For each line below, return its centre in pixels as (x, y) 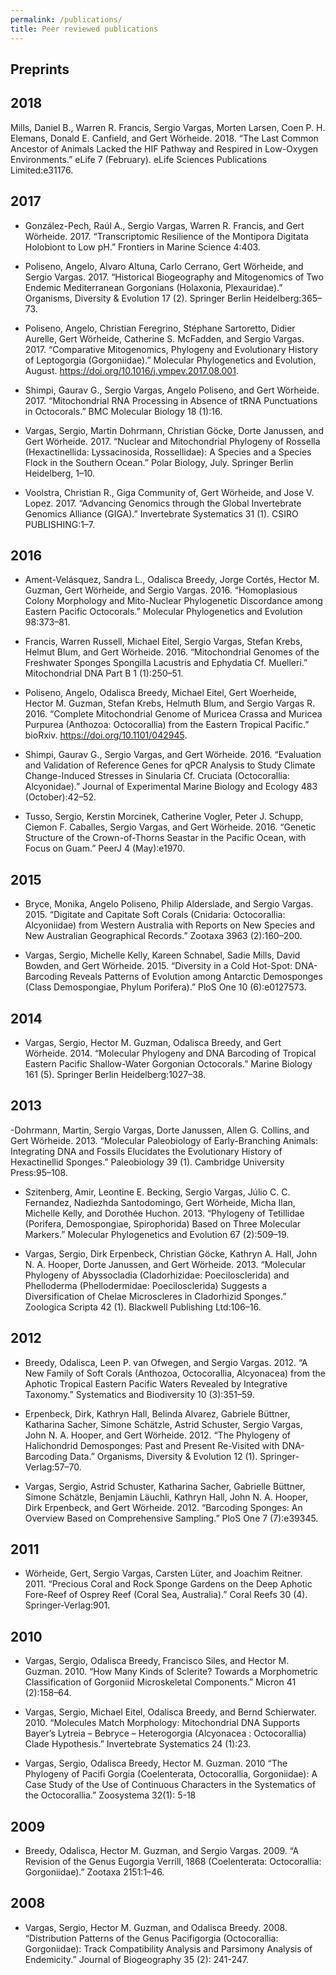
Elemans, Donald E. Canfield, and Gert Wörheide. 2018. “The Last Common (164, 138)
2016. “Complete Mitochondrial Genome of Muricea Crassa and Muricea (173, 714)
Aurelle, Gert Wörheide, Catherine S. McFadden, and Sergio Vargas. (164, 338)
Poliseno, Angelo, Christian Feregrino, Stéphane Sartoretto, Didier (160, 328)
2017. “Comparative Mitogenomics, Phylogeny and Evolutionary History (171, 349)
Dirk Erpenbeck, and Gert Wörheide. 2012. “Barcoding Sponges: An (163, 1507)
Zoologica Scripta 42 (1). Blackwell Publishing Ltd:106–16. (143, 1307)
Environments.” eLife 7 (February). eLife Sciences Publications (139, 159)
